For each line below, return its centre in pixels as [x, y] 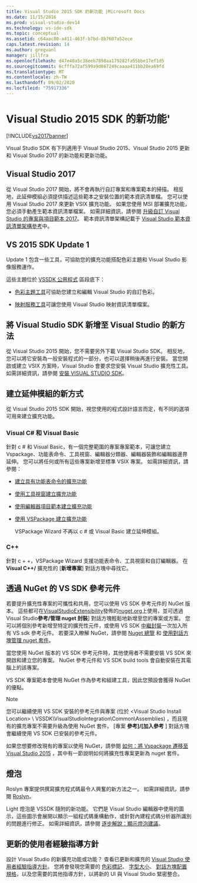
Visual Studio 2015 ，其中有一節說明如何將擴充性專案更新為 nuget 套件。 [94, 753]
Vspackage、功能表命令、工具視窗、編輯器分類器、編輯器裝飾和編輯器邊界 [97, 454]
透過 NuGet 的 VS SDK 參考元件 [63, 588]
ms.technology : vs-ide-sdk [39, 28]
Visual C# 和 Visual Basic [43, 433]
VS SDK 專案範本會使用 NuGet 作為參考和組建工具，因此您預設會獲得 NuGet [98, 680]
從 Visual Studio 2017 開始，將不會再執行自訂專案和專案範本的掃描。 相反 [95, 189]
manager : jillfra [27, 55]
